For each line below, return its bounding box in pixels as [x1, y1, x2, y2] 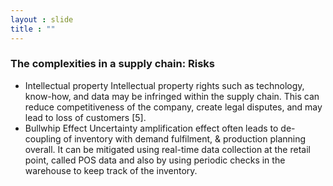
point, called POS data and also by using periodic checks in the [24, 154, 286, 166]
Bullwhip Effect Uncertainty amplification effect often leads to [24, 122, 279, 134]
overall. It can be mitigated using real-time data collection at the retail [24, 143, 311, 155]
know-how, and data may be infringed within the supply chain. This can [24, 90, 320, 102]
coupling [24, 132, 62, 145]
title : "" [10, 24, 56, 34]
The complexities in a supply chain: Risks [10, 57, 216, 71]
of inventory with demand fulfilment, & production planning [63, 132, 307, 145]
